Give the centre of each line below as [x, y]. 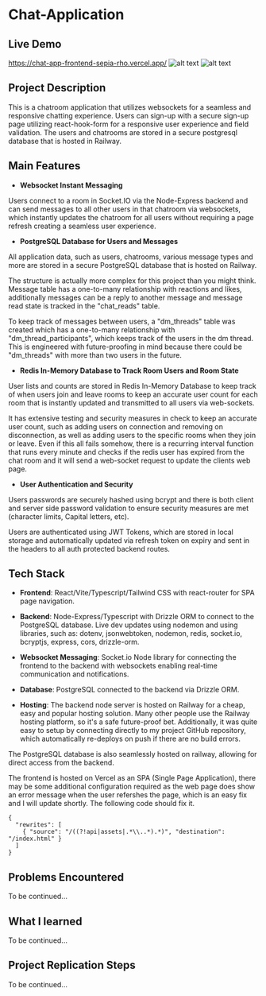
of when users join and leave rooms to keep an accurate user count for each [133, 394]
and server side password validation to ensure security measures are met [128, 508]
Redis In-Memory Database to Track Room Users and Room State [129, 370]
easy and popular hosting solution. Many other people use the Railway [135, 714]
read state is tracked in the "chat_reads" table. [84, 306]
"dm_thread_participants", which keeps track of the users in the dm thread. [131, 338]
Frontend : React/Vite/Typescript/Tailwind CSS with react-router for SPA [137, 593]
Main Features [44, 166]
